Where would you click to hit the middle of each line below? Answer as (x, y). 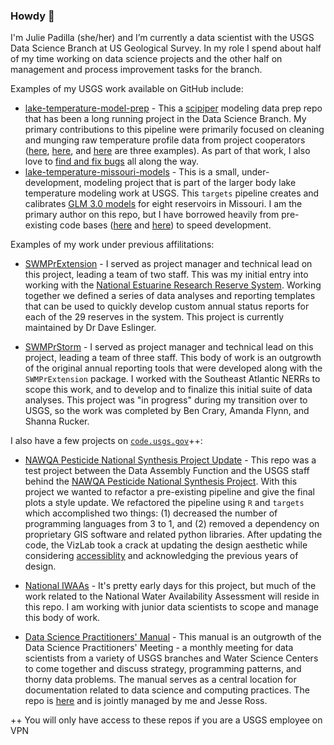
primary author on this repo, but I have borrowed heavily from (152, 215)
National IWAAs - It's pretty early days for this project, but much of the (170, 586)
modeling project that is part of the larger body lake (190, 183)
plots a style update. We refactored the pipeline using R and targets (164, 503)
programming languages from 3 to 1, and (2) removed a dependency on (172, 524)
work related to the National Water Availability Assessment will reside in (172, 596)
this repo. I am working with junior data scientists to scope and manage (171, 607)
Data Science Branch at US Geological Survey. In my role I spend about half (166, 48)
